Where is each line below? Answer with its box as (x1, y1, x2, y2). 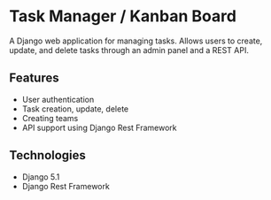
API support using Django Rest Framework (21, 122, 177, 133)
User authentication (21, 94, 95, 104)
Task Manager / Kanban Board (9, 6, 237, 27)
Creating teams (21, 112, 79, 123)
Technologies (9, 148, 87, 163)
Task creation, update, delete (21, 104, 129, 114)
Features (9, 71, 59, 86)
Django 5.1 (21, 171, 60, 182)
